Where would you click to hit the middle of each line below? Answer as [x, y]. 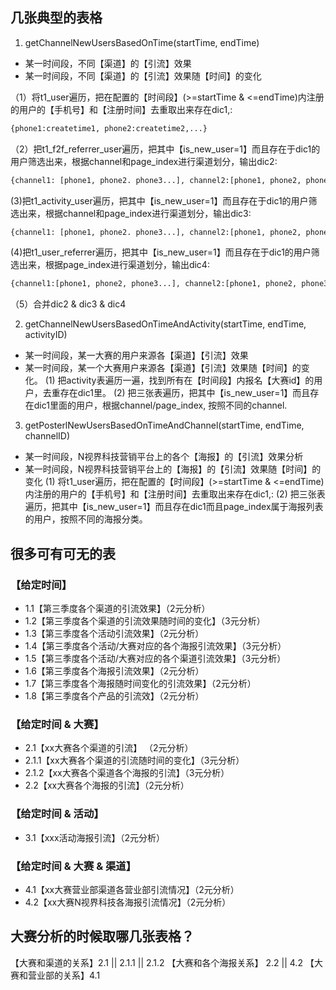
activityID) [46, 335]
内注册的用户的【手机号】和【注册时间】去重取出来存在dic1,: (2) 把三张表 [175, 494]
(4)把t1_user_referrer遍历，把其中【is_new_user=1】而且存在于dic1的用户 [161, 252]
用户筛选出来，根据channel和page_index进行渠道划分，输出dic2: [144, 161]
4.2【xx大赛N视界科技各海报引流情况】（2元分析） [128, 902]
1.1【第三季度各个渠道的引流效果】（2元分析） [117, 608]
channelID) [47, 436]
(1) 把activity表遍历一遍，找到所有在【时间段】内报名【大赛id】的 [179, 380]
